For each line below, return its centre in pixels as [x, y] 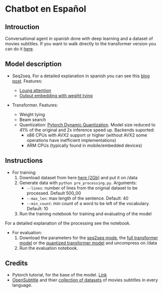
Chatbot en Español [46, 9]
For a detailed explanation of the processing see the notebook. [68, 223]
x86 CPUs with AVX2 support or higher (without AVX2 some [87, 135]
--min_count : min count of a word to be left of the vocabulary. [88, 203]
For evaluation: [27, 232]
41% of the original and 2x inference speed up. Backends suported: [87, 130]
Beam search [33, 120]
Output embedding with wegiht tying [56, 95]
